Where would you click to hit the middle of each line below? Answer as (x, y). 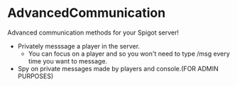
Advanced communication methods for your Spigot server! (93, 32)
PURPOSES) (35, 76)
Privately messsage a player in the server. (79, 46)
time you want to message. (68, 61)
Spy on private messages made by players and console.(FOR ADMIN (118, 68)
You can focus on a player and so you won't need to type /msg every (129, 54)
